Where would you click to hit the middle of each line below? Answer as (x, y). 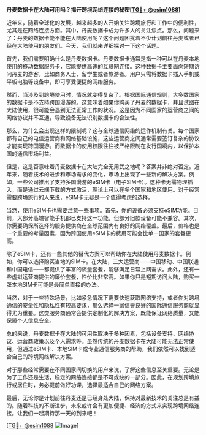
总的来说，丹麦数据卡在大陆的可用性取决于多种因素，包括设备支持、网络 (97, 334)
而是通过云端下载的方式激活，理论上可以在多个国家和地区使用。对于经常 (108, 190)
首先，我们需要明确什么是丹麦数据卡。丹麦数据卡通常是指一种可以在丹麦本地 (103, 59)
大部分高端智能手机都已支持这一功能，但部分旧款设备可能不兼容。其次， (108, 218)
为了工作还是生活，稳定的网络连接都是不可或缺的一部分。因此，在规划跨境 (100, 377)
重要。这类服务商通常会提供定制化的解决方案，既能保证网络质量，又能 (111, 313)
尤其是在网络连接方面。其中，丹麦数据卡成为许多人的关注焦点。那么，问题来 (103, 30)
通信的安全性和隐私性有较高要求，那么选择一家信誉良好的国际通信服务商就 (100, 305)
